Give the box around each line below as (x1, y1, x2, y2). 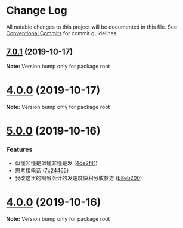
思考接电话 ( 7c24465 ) (14, 167, 69, 174)
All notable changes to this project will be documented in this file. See (6, 23, 178, 30)
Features (6, 145, 33, 154)
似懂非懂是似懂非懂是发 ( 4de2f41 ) (14, 160, 98, 167)
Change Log (6, 4, 67, 17)
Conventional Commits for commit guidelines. (6, 29, 118, 36)
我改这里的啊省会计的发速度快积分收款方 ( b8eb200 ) (14, 174, 142, 182)
